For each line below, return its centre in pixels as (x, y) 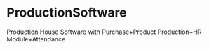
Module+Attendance (36, 39)
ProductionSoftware (67, 13)
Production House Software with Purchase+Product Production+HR (104, 32)
